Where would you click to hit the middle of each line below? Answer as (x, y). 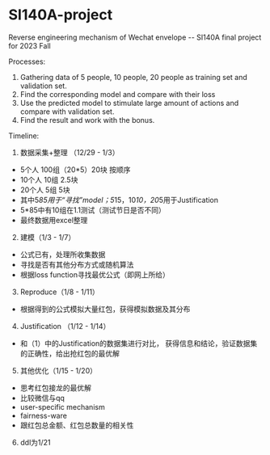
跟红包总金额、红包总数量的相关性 (77, 425)
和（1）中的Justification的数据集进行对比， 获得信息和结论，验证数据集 (139, 343)
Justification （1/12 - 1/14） (65, 326)
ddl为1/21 (35, 442)
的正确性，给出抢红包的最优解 (70, 353)
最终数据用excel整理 (54, 220)
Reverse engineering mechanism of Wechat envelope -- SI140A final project (135, 37)
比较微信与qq (42, 398)
